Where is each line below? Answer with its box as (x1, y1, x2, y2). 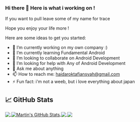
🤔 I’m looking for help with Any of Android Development (12, 61, 126, 66)
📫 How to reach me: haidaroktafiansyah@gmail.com (12, 71, 120, 77)
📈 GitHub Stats (5, 95, 53, 104)
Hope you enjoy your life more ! (5, 25, 69, 31)
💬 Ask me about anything (12, 65, 64, 71)
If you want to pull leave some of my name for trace (5, 16, 110, 22)
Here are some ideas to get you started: (5, 35, 87, 41)
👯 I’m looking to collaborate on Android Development (12, 55, 120, 61)
